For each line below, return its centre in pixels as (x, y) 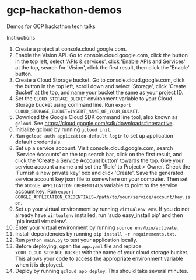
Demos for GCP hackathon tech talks (51, 26)
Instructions (21, 37)
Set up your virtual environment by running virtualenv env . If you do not (102, 209)
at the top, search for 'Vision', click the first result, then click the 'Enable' (102, 67)
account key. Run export (45, 191)
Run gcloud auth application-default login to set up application (94, 135)
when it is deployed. (39, 265)
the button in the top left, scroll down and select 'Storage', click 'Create (100, 86)
